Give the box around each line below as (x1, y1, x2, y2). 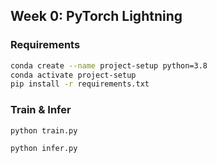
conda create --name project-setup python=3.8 (10, 60, 208, 71)
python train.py (10, 125, 78, 136)
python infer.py (10, 144, 78, 154)
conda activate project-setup (10, 70, 137, 80)
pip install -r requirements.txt (10, 79, 150, 89)
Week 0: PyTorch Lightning (10, 8, 183, 25)
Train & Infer (10, 103, 72, 117)
